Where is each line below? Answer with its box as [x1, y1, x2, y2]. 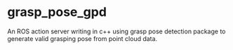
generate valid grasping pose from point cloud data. [7, 34, 158, 42]
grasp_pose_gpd [7, 4, 107, 20]
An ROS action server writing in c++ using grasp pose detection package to [7, 27, 226, 35]
